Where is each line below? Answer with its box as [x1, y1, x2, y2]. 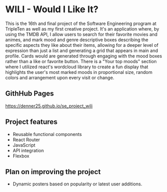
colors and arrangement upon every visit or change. [5, 74, 115, 80]
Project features [5, 118, 58, 126]
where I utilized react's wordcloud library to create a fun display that [5, 64, 149, 70]
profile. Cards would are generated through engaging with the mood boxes [5, 52, 162, 59]
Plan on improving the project [5, 167, 101, 176]
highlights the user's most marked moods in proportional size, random [5, 69, 153, 75]
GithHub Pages [5, 89, 54, 98]
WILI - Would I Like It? [5, 4, 99, 15]
